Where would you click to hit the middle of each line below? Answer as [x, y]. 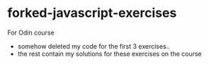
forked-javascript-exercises [92, 13]
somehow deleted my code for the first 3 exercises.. [94, 46]
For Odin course [31, 32]
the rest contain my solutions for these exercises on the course [109, 54]
